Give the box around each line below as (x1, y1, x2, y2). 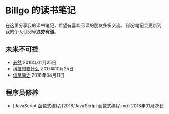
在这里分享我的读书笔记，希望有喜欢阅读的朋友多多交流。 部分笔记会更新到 (5, 22, 162, 28)
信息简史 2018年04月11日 (12, 72, 65, 78)
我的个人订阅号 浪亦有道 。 (5, 28, 59, 34)
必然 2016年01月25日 (12, 59, 57, 65)
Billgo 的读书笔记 (5, 5, 76, 16)
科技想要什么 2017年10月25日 (12, 65, 74, 71)
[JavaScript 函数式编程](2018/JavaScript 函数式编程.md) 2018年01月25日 (12, 102, 164, 109)
